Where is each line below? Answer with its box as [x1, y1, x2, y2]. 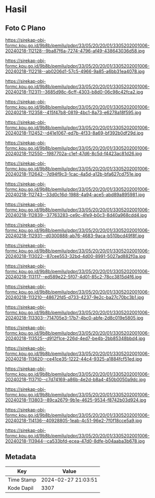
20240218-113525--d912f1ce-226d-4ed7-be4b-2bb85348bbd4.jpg [5, 335, 145, 341]
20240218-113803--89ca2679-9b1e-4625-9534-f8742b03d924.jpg [5, 397, 146, 403]
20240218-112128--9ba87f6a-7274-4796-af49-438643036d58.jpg [5, 48, 145, 54]
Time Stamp [8, 476, 37, 483]
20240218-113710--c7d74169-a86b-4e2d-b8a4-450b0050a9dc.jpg [5, 377, 146, 382]
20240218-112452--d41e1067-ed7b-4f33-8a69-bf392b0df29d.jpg [5, 130, 143, 136]
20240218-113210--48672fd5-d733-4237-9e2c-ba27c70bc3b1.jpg [5, 294, 144, 300]
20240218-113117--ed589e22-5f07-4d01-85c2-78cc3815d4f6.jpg [5, 274, 142, 280]
